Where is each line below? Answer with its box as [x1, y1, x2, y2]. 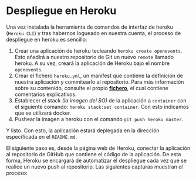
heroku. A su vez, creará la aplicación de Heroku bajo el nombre [14, 60, 170, 67]
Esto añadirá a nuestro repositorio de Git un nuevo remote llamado [14, 53, 174, 60]
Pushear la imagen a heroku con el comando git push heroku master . [14, 115, 184, 122]
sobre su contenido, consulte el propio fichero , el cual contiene [14, 84, 168, 91]
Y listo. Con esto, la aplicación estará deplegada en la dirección [6, 127, 160, 134]
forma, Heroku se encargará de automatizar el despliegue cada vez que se [6, 157, 187, 164]
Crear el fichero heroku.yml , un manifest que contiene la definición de [14, 72, 183, 79]
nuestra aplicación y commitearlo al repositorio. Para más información [14, 78, 184, 85]
